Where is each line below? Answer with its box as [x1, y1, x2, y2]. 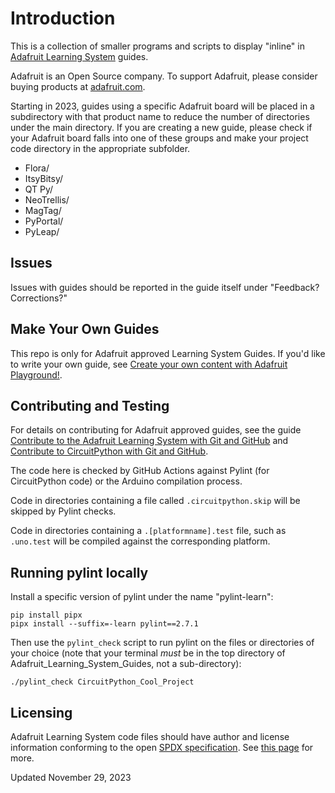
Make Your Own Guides [10, 321, 160, 338]
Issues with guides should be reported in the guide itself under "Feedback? [10, 281, 320, 293]
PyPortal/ [24, 215, 64, 227]
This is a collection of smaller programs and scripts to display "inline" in [10, 40, 305, 52]
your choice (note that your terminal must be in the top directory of [10, 647, 286, 659]
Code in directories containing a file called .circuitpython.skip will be [10, 495, 301, 507]
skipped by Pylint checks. [10, 505, 117, 517]
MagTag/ [24, 204, 62, 216]
